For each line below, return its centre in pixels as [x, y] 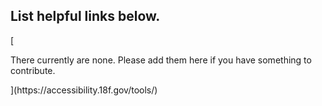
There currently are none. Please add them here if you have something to [161, 60]
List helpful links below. [85, 16]
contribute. [33, 70]
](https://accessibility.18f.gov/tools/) [84, 90]
